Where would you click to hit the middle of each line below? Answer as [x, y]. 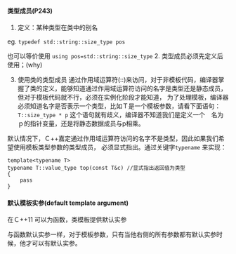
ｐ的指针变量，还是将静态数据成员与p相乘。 [81, 123]
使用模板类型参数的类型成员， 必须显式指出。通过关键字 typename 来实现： [120, 147]
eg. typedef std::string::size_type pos [66, 41]
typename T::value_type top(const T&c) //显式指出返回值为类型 [97, 168]
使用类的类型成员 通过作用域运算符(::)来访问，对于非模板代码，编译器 [118, 80]
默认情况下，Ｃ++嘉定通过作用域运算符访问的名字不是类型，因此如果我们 [113, 139]
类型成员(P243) [30, 11]
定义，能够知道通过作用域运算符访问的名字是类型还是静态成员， [134, 88]
